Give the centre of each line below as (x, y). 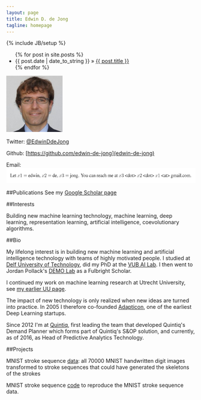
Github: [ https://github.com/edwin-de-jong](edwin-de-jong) (80, 154)
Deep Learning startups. (36, 313)
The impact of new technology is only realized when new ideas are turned (98, 300)
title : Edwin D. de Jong (37, 19)
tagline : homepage (29, 25)
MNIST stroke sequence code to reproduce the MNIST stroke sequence (95, 385)
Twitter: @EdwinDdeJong (38, 142)
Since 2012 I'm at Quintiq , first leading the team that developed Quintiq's (96, 325)
